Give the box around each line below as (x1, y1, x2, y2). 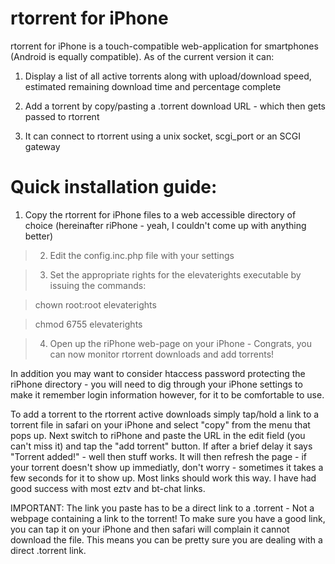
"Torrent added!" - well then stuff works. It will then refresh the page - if (10, 450, 308, 462)
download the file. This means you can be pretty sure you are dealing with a (10, 533, 323, 546)
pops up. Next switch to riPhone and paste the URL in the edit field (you (10, 429, 306, 441)
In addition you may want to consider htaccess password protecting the (10, 367, 306, 379)
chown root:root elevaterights (34, 298, 157, 311)
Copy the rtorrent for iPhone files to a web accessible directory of (24, 208, 297, 221)
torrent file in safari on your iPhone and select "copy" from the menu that (10, 418, 311, 431)
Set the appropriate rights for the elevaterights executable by (49, 268, 302, 281)
